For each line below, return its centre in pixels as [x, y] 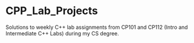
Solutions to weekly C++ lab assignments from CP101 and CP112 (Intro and [97, 27]
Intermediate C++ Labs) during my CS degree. [62, 33]
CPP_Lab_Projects [52, 11]
